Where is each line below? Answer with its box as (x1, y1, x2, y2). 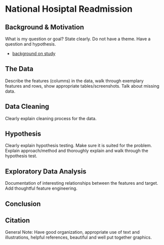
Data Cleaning (5, 102, 49, 111)
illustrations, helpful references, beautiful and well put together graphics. (5, 234, 152, 241)
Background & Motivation (5, 23, 84, 31)
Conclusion (5, 199, 41, 208)
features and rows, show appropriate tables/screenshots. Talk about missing (5, 83, 160, 89)
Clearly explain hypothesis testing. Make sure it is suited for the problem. (5, 143, 152, 148)
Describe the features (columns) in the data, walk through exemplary (5, 77, 144, 84)
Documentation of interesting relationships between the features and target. (5, 180, 158, 186)
